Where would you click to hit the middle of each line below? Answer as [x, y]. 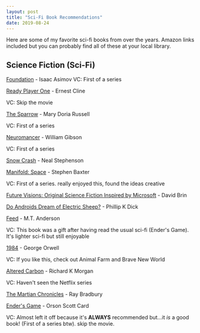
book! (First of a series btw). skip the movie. [60, 324]
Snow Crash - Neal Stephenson [45, 161]
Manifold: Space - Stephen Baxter [48, 172]
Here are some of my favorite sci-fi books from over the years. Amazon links [100, 40]
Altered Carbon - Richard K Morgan [50, 271]
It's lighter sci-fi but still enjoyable [48, 236]
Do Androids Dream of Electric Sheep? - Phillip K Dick [72, 207]
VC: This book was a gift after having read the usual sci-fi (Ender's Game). [98, 230]
